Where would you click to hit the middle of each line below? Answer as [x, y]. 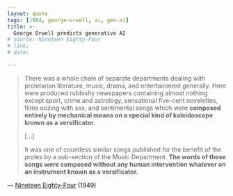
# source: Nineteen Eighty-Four [54, 40]
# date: [18, 53]
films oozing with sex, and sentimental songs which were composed [122, 108]
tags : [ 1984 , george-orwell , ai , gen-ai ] [68, 20]
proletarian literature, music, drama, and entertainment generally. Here [125, 85]
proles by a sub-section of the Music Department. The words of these [125, 156]
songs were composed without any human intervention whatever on [125, 164]
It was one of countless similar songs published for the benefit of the [123, 149]
